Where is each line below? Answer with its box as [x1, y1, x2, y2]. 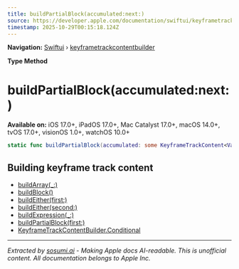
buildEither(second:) [17, 204, 78, 211]
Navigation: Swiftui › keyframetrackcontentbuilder [7, 43, 155, 52]
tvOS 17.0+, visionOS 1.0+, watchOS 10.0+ [7, 128, 130, 137]
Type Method [7, 57, 48, 65]
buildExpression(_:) [17, 211, 75, 219]
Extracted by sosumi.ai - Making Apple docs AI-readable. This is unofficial [7, 246, 226, 255]
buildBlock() [17, 188, 53, 196]
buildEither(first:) [17, 196, 68, 204]
